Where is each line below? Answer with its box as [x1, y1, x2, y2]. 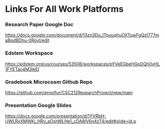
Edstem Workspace [5, 50, 53, 57]
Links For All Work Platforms [5, 3, 124, 15]
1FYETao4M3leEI [5, 66, 39, 72]
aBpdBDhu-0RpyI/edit [5, 37, 50, 43]
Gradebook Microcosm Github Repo [5, 78, 93, 85]
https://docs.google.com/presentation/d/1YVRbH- [5, 113, 106, 119]
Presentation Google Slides [5, 102, 72, 109]
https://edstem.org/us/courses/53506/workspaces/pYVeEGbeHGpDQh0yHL [5, 61, 160, 67]
